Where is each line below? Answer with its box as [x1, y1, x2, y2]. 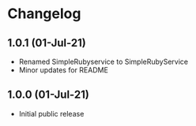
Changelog [7, 5, 81, 23]
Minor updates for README [18, 65, 108, 75]
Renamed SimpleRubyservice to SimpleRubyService [18, 57, 189, 66]
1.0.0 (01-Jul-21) [7, 88, 90, 102]
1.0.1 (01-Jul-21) [7, 36, 86, 50]
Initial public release [18, 109, 85, 118]
